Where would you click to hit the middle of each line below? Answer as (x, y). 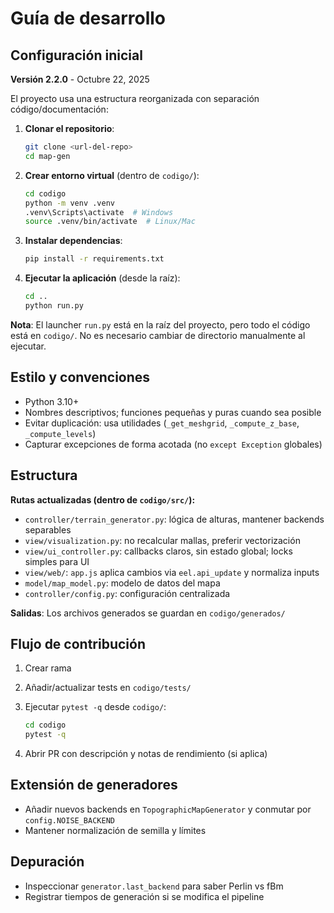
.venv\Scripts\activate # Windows (99, 212)
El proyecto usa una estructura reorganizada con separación (135, 98)
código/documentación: (59, 109)
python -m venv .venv (69, 203)
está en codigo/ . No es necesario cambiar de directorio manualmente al (158, 335)
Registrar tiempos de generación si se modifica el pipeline (144, 896)
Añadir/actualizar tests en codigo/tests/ (108, 688)
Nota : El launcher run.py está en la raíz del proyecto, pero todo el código (160, 324)
